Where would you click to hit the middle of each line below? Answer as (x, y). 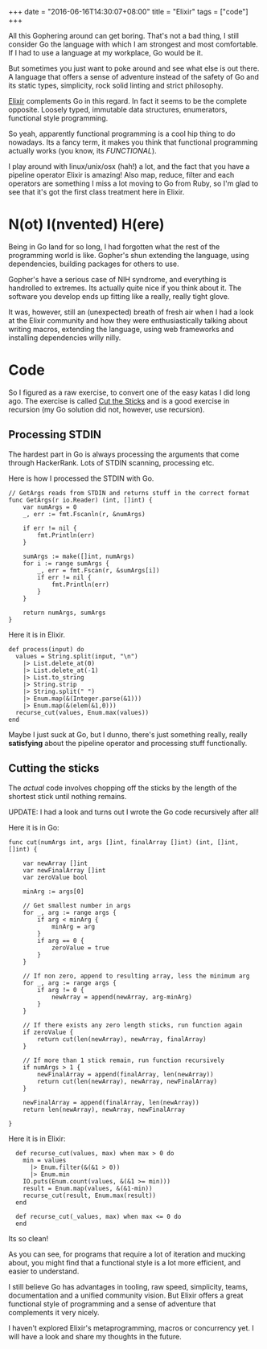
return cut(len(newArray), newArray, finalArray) (122, 1039)
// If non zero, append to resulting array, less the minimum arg (136, 976)
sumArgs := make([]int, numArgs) (79, 556)
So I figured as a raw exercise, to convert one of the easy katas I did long (129, 392)
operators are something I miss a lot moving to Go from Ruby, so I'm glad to (133, 183)
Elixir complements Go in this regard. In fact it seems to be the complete (128, 101)
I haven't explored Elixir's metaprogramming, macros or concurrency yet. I (131, 1328)
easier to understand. (44, 1271)
